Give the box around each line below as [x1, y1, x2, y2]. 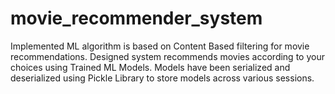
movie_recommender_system [10, 7, 263, 30]
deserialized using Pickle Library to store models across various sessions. [10, 72, 315, 84]
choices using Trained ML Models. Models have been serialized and [10, 61, 291, 73]
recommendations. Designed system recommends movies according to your [10, 50, 325, 62]
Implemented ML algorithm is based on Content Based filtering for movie [10, 40, 310, 52]
